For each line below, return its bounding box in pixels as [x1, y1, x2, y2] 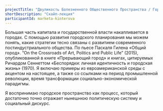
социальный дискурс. [5, 100, 50, 107]
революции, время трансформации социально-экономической [5, 76, 137, 81]
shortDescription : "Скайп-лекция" [5, 12, 75, 16]
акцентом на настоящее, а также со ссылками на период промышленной [5, 71, 158, 77]
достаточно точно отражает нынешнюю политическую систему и [5, 95, 142, 101]
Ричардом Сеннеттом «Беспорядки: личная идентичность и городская [5, 60, 153, 66]
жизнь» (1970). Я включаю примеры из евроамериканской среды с [5, 65, 146, 71]
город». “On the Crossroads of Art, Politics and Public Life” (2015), [5, 50, 139, 56]
